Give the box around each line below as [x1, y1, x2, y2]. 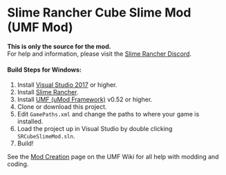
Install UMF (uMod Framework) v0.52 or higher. [17, 95, 153, 104]
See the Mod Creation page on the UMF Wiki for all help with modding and [7, 153, 219, 161]
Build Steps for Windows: [7, 65, 82, 74]
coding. [7, 160, 29, 168]
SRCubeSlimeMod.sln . [17, 132, 75, 141]
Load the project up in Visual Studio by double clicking [17, 125, 173, 133]
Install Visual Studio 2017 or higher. [17, 81, 117, 89]
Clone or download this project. [17, 103, 107, 111]
